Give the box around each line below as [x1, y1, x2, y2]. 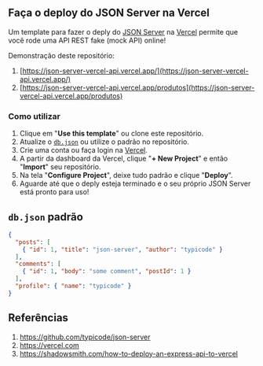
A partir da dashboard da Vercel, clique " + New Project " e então [19, 153, 228, 164]
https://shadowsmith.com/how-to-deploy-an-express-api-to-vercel [19, 349, 238, 358]
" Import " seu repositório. [19, 162, 101, 172]
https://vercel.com [19, 340, 80, 349]
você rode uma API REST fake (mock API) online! [8, 35, 166, 45]
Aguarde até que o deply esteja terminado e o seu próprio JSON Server [19, 179, 251, 188]
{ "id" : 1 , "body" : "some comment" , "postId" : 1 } [22, 268, 192, 275]
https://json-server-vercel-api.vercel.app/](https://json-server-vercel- [22, 66, 249, 76]
